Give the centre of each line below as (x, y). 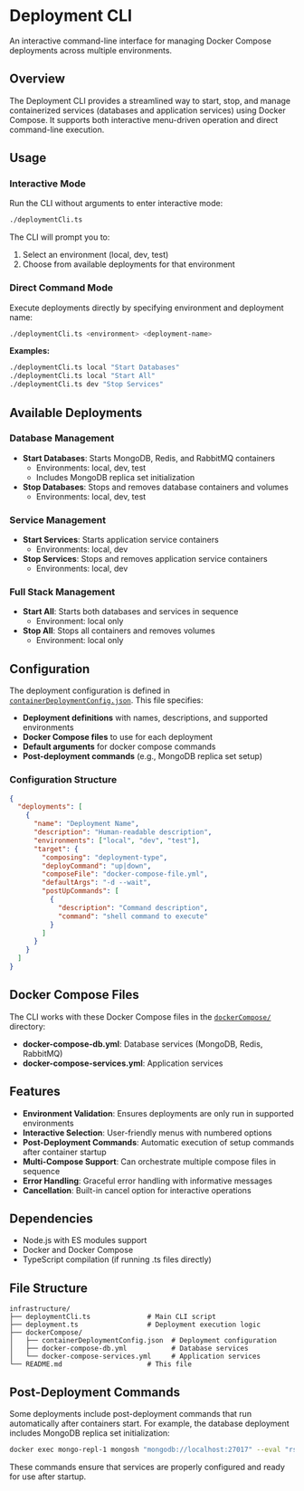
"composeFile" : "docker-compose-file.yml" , (125, 874)
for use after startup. (48, 1477)
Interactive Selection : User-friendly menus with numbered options (147, 1133)
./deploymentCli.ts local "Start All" (82, 376)
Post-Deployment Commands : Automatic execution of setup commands (158, 1142)
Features (35, 1092)
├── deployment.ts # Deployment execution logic (135, 1325)
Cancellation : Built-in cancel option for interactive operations (137, 1190)
